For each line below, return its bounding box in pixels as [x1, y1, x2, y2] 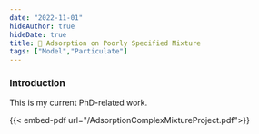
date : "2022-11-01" [9, 13, 84, 23]
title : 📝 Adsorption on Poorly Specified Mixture [9, 38, 202, 48]
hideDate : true [9, 30, 67, 39]
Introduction [9, 77, 65, 90]
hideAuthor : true [9, 22, 75, 31]
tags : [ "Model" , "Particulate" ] [9, 47, 128, 56]
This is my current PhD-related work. [9, 97, 148, 109]
